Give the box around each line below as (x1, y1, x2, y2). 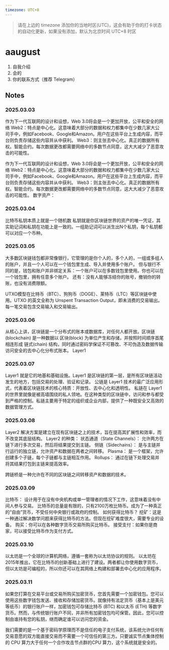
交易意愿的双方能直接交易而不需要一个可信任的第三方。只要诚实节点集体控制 (5, 633, 164, 639)
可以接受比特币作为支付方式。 (14, 528, 76, 534)
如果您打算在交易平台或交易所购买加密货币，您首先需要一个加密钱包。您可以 (5, 590, 164, 596)
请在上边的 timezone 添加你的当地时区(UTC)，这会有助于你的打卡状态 (17, 22, 162, 28)
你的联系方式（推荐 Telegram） (12, 76, 78, 82)
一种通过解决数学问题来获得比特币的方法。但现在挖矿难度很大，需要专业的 (5, 516, 159, 522)
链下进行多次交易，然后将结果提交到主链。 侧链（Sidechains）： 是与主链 (5, 441, 156, 447)
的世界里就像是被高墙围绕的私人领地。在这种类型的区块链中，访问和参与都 (5, 391, 159, 397)
